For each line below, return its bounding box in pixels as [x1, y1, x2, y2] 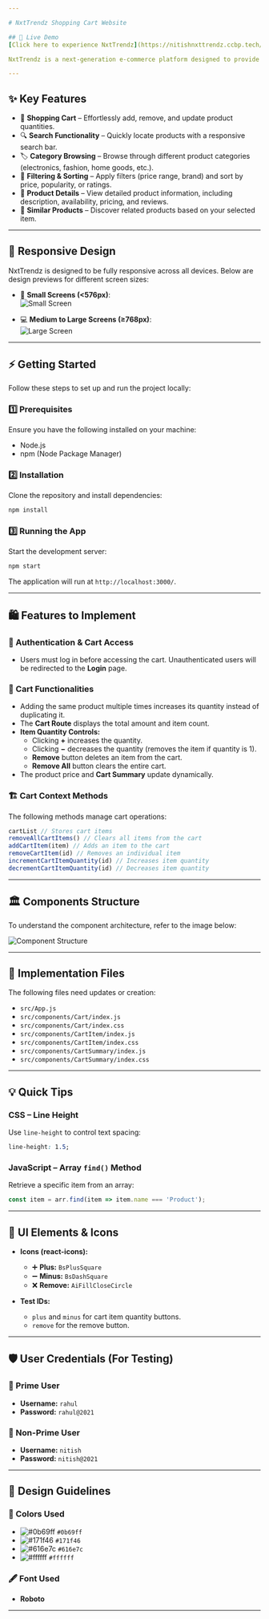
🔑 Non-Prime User [8, 1427, 80, 1438]
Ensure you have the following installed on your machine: [8, 424, 197, 434]
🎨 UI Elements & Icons [8, 1225, 119, 1239]
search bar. [19, 142, 58, 152]
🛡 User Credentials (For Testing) [8, 1352, 174, 1366]
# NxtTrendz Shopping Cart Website [8, 18, 127, 26]
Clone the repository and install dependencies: [8, 491, 163, 500]
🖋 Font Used [8, 1572, 60, 1584]
